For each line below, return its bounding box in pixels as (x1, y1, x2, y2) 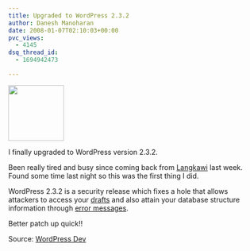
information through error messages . (8, 203, 129, 213)
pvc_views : (8, 33, 44, 42)
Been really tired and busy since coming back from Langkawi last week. (8, 162, 244, 172)
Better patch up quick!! (8, 218, 83, 228)
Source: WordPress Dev (8, 234, 87, 243)
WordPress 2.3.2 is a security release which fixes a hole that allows (8, 186, 229, 195)
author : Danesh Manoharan (8, 19, 94, 27)
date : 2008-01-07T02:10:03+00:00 (8, 26, 119, 34)
